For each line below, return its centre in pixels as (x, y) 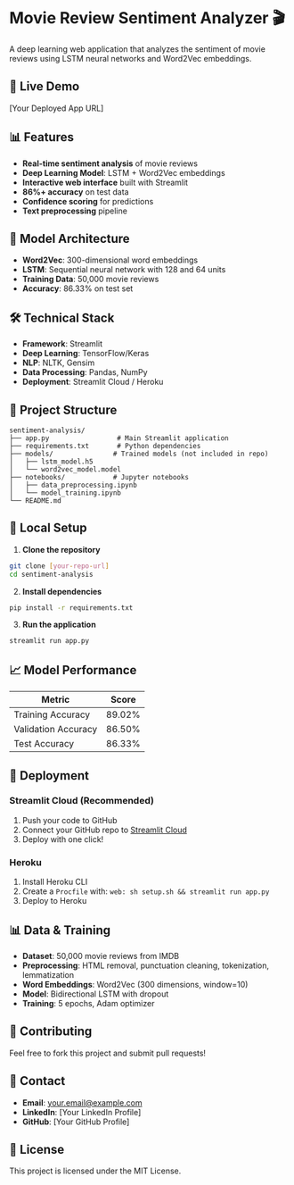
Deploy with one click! (63, 839)
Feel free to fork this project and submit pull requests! (108, 1053)
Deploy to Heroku (54, 901)
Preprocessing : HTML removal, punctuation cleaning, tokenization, (146, 965)
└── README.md (36, 501)
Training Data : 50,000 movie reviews (90, 280)
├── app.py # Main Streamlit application (119, 438)
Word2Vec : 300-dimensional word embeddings (110, 260)
